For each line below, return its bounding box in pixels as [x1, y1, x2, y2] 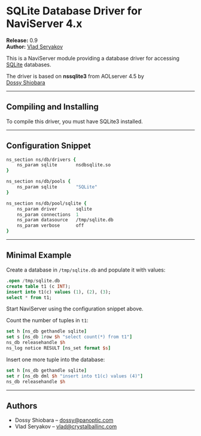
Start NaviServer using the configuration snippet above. [6, 305, 144, 312]
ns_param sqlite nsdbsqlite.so [17, 162, 111, 168]
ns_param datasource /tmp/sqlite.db [17, 217, 114, 223]
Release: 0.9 [6, 36, 38, 44]
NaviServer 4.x [6, 17, 83, 31]
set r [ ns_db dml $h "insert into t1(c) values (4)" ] [6, 373, 144, 379]
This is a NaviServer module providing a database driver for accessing [6, 54, 179, 62]
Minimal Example [6, 250, 72, 261]
